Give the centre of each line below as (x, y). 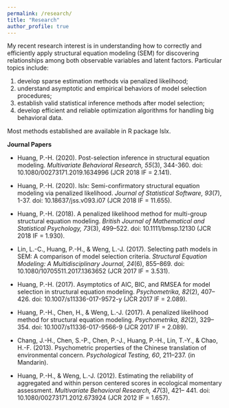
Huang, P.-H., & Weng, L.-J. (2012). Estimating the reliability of (105, 376)
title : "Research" (33, 20)
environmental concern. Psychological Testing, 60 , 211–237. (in (106, 355)
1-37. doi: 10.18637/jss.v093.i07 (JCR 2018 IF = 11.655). (94, 201)
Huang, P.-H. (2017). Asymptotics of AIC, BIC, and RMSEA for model (114, 285)
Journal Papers (29, 145)
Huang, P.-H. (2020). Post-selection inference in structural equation (113, 158)
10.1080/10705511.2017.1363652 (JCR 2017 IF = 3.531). (94, 271)
